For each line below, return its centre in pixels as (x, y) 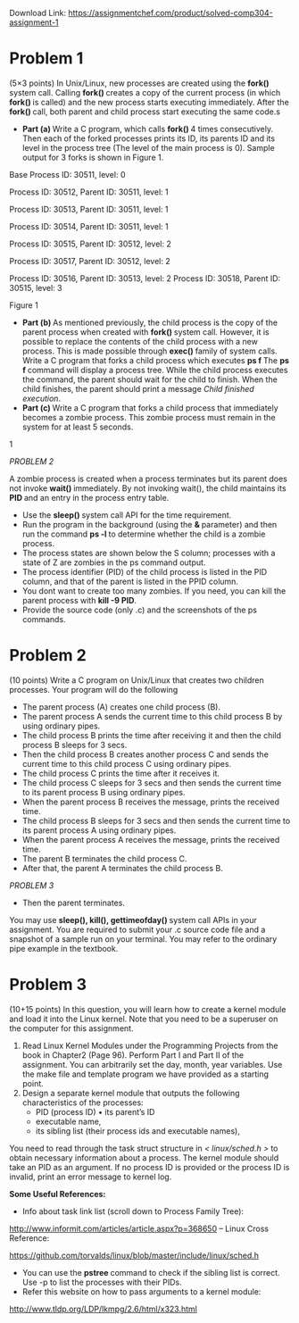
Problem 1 (46, 58)
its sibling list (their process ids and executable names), (138, 1131)
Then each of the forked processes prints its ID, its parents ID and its (148, 138)
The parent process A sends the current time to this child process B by (152, 716)
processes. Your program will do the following (94, 689)
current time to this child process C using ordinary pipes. (127, 763)
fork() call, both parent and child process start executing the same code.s (145, 112)
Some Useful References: (58, 1194)
